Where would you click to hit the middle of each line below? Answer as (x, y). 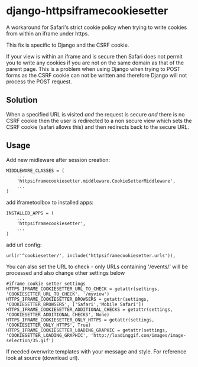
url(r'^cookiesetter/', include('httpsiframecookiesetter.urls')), (91, 255)
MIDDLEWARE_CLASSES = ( (35, 170)
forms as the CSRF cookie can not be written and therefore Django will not (97, 75)
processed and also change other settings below (66, 272)
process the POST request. (39, 82)
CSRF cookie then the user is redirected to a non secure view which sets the (99, 121)
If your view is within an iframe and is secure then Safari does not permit (95, 56)
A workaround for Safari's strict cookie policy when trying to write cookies (97, 27)
